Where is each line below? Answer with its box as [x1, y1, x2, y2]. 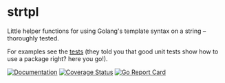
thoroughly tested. [7, 34, 60, 42]
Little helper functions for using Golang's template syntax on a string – [7, 27, 206, 35]
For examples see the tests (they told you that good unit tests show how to [7, 47, 219, 56]
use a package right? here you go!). [7, 54, 108, 62]
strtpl [7, 4, 39, 20]
